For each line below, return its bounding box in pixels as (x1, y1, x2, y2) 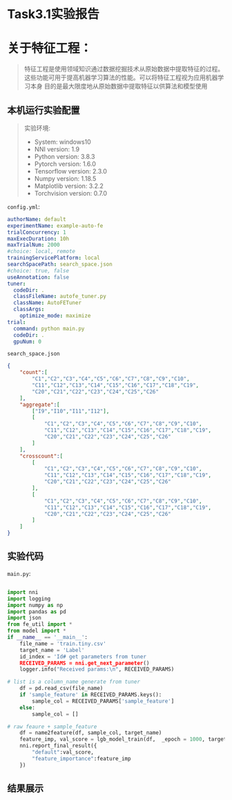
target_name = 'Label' (19, 646, 85, 653)
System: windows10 (34, 138, 91, 146)
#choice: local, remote (7, 248, 76, 255)
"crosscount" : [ (19, 452, 64, 460)
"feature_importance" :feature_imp (32, 755, 131, 762)
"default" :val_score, (32, 749, 95, 756)
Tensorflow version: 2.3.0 (34, 167, 107, 175)
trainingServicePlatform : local (7, 254, 100, 261)
